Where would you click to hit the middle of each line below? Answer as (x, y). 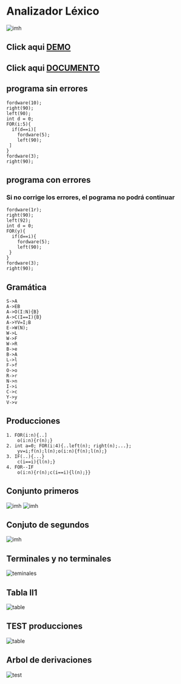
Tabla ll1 (22, 592)
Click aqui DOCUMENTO (53, 68)
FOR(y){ (16, 231)
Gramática (26, 287)
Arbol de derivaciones (49, 660)
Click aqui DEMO (39, 47)
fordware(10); (24, 103)
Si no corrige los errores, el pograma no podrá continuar (90, 197)
